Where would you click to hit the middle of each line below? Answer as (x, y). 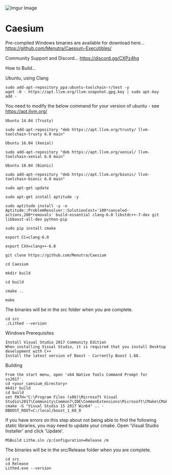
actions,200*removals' (29, 215)
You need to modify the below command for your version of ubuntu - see (82, 106)
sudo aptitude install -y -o (36, 206)
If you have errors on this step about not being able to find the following (81, 420)
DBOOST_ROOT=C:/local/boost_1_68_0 (43, 410)
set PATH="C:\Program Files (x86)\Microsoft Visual (61, 397)
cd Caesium (17, 264)
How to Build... (21, 68)
